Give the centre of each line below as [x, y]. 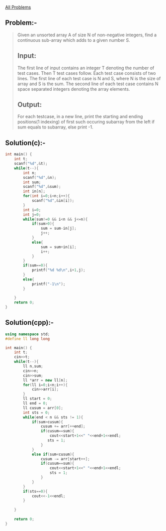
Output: [30, 105]
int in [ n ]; [34, 191]
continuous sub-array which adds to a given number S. [74, 40]
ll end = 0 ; [36, 403]
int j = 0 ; [32, 214]
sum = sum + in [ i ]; [59, 247]
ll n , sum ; [33, 366]
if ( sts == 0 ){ [36, 491]
